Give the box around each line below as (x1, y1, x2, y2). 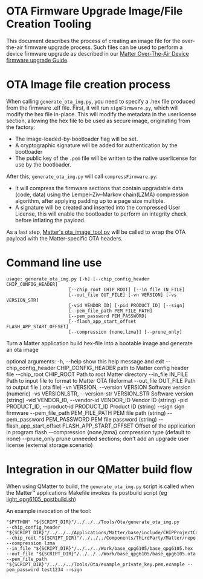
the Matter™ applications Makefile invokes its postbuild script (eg (6, 489, 167, 496)
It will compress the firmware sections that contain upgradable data (14, 184, 184, 191)
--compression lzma (6, 540, 56, 546)
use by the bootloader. (14, 160, 71, 168)
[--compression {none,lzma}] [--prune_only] (68, 329, 182, 335)
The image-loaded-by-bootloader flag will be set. (14, 135, 138, 142)
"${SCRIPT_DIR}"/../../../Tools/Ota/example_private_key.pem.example (6, 561, 185, 567)
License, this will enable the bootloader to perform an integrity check (14, 210, 187, 217)
